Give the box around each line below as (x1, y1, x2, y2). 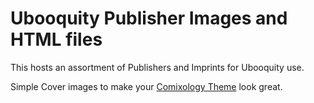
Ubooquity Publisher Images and (10, 7, 288, 30)
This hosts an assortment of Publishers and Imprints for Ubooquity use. (10, 61, 305, 73)
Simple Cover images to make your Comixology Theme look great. (10, 80, 283, 92)
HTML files (10, 28, 103, 51)
